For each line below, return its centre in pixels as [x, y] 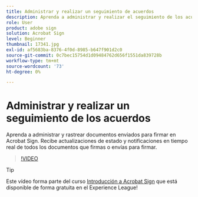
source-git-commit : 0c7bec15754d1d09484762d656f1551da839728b [84, 55]
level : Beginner [26, 39]
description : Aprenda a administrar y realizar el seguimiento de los [95, 17]
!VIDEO [29, 159]
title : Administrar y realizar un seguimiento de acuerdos [80, 11]
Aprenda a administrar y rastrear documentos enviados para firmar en [91, 135]
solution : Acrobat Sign [35, 34]
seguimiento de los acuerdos [79, 118]
